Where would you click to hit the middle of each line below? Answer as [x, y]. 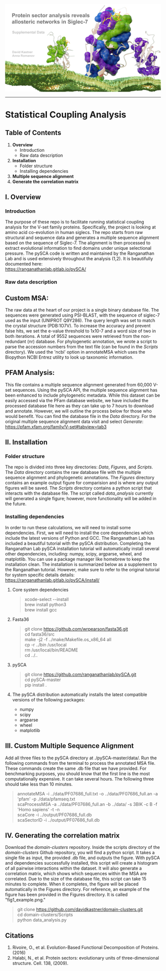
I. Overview [23, 197]
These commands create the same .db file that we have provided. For [76, 768]
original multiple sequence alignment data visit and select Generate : [74, 421]
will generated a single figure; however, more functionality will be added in [81, 499]
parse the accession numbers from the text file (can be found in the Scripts [82, 347]
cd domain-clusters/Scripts [45, 915]
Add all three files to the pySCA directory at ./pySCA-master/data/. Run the [81, 758]
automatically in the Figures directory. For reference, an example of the [77, 889]
